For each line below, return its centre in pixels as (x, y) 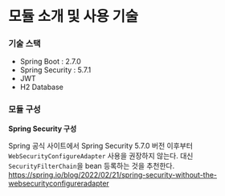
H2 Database (42, 87)
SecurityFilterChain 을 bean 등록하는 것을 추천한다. (92, 165)
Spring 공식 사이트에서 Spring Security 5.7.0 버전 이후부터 (100, 145)
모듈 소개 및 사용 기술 (74, 16)
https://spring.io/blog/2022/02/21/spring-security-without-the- (113, 174)
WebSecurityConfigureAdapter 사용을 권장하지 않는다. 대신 (101, 155)
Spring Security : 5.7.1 (55, 70)
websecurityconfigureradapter (59, 183)
